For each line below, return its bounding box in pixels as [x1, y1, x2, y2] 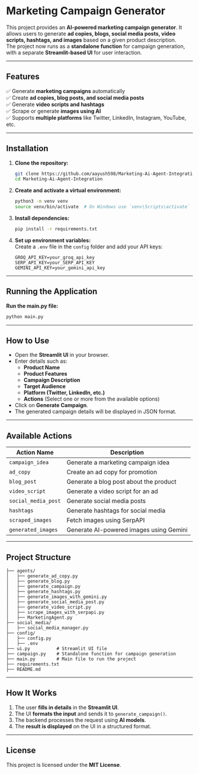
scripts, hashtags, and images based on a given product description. [6, 36, 176, 43]
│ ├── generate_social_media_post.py [6, 599, 105, 605]
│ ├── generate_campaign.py [6, 584, 81, 590]
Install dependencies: [14, 215, 70, 222]
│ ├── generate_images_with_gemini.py [6, 594, 108, 600]
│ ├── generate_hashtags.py [6, 589, 81, 595]
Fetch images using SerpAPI [66, 516, 145, 524]
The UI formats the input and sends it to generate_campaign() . [14, 710, 167, 717]
